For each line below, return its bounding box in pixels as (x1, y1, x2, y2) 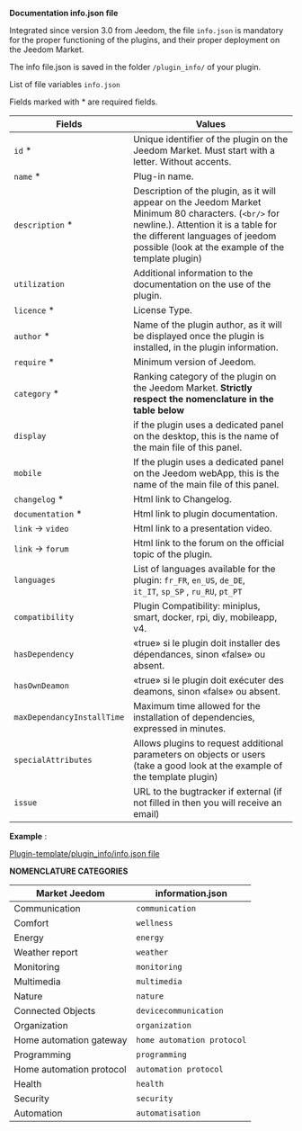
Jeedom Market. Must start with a (133, 144, 276, 157)
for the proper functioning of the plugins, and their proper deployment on (9, 35, 280, 45)
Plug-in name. (133, 170, 194, 183)
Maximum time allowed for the (133, 700, 261, 712)
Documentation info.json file (9, 8, 119, 18)
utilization (13, 279, 66, 289)
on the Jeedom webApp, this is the (133, 467, 280, 480)
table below (133, 404, 185, 417)
